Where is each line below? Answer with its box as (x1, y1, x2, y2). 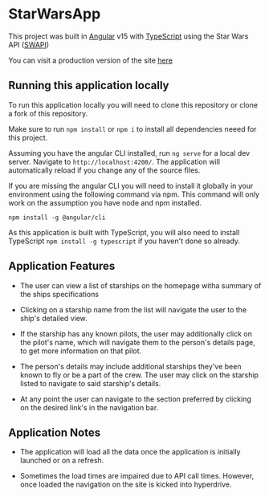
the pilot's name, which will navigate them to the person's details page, (19, 337, 255, 347)
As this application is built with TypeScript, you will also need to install (8, 227, 240, 237)
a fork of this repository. (8, 108, 88, 118)
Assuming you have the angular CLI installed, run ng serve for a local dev (8, 148, 251, 157)
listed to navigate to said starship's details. (19, 378, 161, 388)
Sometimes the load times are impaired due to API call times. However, (19, 471, 255, 481)
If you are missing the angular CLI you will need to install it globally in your (8, 181, 254, 190)
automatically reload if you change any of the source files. (8, 165, 201, 175)
